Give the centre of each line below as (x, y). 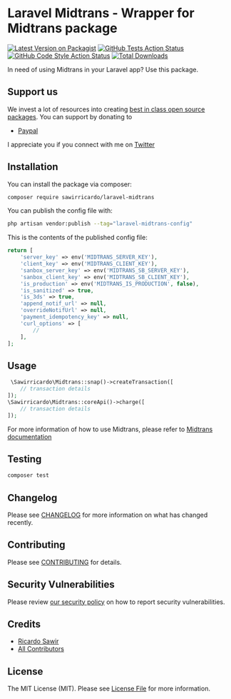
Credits (24, 624)
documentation (30, 436)
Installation (33, 167)
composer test (29, 476)
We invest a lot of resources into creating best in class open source (106, 109)
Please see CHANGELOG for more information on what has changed (108, 515)
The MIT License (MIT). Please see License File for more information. (109, 689)
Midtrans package (62, 28)
